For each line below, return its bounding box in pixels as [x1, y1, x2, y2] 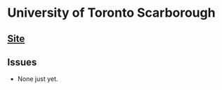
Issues [7, 56, 37, 68]
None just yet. [17, 75, 58, 83]
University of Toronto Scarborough [7, 5, 216, 21]
